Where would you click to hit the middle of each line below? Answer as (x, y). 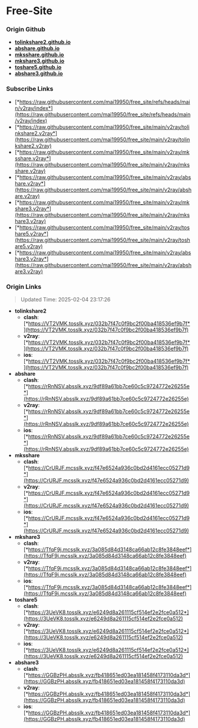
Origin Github (26, 30)
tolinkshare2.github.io (42, 42)
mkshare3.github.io (39, 61)
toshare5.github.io (38, 67)
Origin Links (24, 287)
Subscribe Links (30, 89)
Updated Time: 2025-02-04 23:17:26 (65, 300)
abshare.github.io (37, 48)
